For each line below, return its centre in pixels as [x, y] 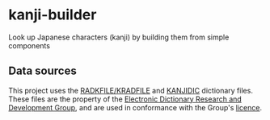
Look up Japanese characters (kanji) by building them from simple [119, 37]
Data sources [42, 71]
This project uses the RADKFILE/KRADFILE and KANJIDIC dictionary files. [131, 90]
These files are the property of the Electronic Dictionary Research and [125, 99]
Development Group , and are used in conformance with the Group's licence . [135, 107]
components [30, 45]
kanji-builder [53, 15]
